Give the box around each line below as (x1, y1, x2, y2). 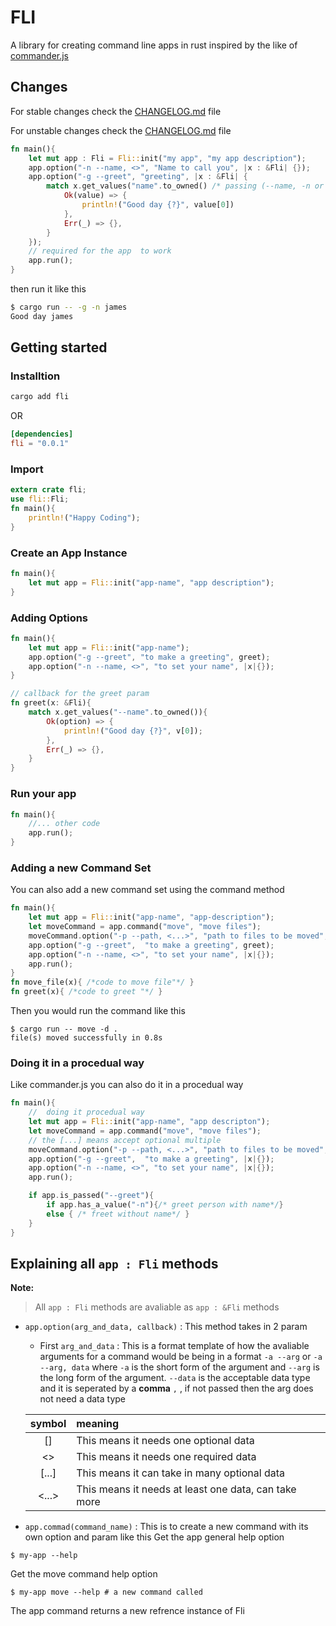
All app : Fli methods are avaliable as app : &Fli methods (34, 1301, 280, 1313)
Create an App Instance (10, 546, 128, 560)
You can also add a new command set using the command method (10, 884, 285, 896)
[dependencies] (10, 429, 74, 440)
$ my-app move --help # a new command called (10, 1587, 203, 1598)
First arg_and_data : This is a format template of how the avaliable (39, 1340, 310, 1352)
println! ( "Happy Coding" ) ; (28, 512, 141, 523)
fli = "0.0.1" (10, 439, 70, 449)
